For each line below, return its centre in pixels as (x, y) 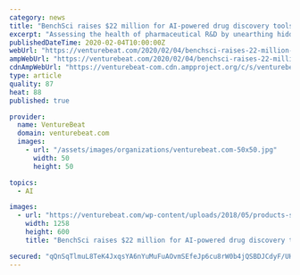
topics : (24, 183)
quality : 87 (31, 84)
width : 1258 (47, 224)
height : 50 (53, 166)
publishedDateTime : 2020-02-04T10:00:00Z (87, 42)
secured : (25, 256)
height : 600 (47, 232)
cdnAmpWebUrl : (36, 68)
